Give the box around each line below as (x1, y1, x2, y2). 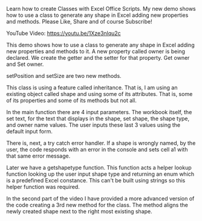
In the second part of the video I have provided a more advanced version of (6, 195, 195, 202)
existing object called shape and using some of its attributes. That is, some (6, 91, 193, 97)
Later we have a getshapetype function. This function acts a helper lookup (6, 164, 192, 171)
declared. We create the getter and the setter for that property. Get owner (6, 54, 190, 61)
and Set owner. (6, 60, 44, 68)
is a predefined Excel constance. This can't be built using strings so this (6, 177, 186, 184)
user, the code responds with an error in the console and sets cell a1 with (6, 146, 188, 153)
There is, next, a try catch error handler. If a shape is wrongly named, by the (6, 139, 196, 147)
